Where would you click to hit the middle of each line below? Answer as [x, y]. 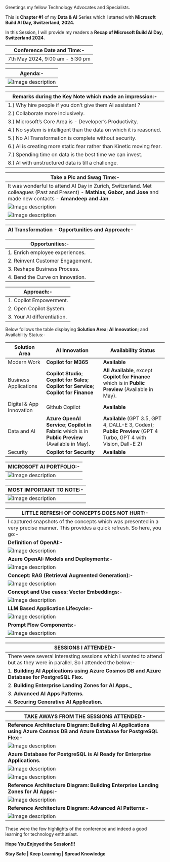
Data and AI [22, 431]
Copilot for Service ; [70, 386]
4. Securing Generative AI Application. [55, 702]
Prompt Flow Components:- [42, 625]
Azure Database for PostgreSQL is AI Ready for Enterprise [79, 754]
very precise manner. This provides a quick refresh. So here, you [84, 528]
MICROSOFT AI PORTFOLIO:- [44, 467]
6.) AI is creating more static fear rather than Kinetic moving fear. [85, 146]
